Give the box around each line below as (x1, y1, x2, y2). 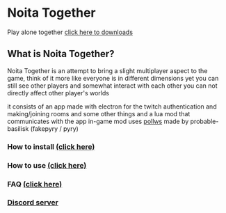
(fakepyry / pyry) (30, 124, 79, 133)
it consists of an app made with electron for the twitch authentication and (7, 102, 217, 111)
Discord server (7, 198, 59, 207)
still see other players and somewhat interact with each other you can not (7, 81, 218, 90)
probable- (190, 117, 219, 125)
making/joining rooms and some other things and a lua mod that (7, 109, 191, 118)
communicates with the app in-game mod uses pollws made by (7, 117, 189, 125)
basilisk (7, 124, 29, 133)
